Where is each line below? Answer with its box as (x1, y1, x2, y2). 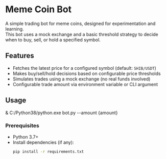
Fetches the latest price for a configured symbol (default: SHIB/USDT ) (12, 65, 157, 71)
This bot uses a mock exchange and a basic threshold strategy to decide (5, 31, 158, 37)
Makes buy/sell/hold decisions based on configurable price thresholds (12, 70, 161, 76)
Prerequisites (5, 122, 39, 129)
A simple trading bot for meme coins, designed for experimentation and (5, 20, 156, 26)
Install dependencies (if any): (12, 139, 74, 145)
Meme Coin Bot (5, 4, 72, 15)
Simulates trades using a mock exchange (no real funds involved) (12, 75, 151, 82)
